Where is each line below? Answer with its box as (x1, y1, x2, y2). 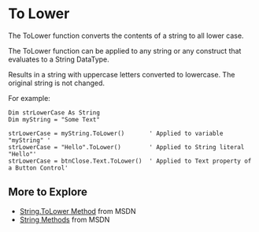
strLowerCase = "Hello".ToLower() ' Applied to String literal (8, 143, 245, 151)
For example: (8, 93, 51, 103)
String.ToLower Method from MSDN (19, 206, 136, 215)
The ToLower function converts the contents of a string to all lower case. (8, 31, 244, 40)
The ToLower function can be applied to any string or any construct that (8, 46, 242, 55)
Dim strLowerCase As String (8, 108, 101, 117)
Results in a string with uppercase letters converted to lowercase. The (8, 69, 235, 79)
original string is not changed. (8, 78, 105, 88)
